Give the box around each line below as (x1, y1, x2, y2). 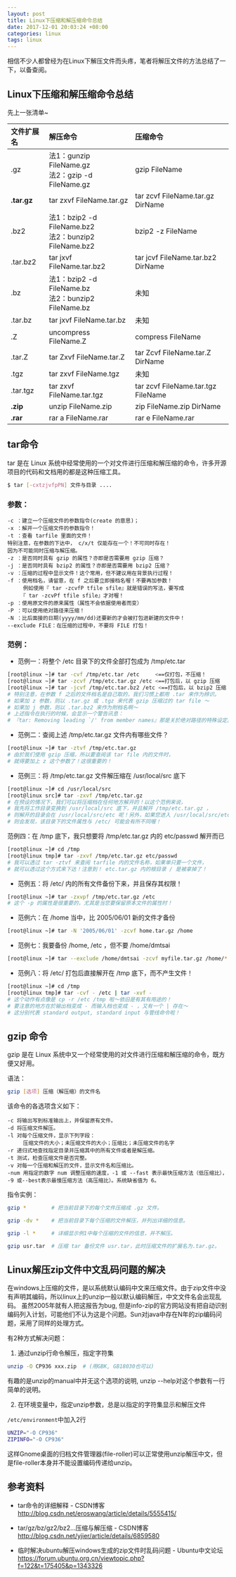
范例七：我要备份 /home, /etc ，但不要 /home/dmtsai (17, 941, 171, 950)
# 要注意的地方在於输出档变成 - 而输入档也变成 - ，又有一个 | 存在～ (7, 1002, 188, 1010)
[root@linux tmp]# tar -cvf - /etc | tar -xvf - (7, 989, 152, 996)
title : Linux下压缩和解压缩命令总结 (7, 17, 103, 24)
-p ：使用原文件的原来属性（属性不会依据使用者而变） (7, 600, 143, 607)
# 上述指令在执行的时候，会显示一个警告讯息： (7, 710, 124, 717)
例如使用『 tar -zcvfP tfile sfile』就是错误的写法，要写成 (22, 584, 185, 592)
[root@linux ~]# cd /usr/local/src (7, 785, 112, 793)
